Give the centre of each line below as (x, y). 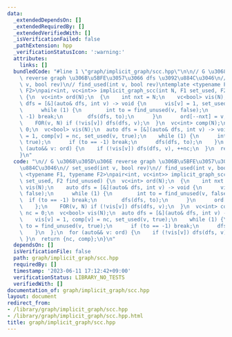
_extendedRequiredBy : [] (49, 26)
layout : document (32, 297)
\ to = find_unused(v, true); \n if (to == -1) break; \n (109, 226)
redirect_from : (29, 303)
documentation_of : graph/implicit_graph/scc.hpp (78, 290)
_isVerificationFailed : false (57, 39)
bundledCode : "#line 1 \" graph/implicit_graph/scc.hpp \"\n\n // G (109, 71)
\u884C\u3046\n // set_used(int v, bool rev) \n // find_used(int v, (117, 168)
